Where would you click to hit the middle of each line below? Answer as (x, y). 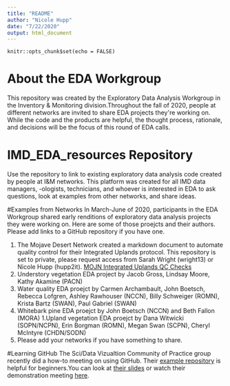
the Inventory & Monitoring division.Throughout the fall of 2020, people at (112, 105)
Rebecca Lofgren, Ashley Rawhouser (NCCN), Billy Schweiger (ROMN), (118, 296)
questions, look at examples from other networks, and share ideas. (102, 196)
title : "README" (30, 13)
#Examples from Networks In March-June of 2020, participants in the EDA (113, 210)
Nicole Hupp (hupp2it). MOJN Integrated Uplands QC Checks (104, 267)
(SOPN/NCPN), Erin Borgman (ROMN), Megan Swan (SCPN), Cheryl (113, 325)
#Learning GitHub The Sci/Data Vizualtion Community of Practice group (109, 354)
